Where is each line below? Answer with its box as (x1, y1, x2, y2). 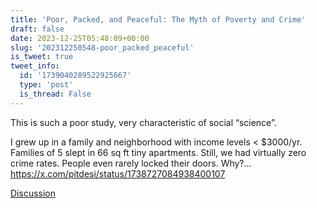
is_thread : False (19, 89, 92, 99)
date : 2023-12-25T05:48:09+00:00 (10, 33, 150, 43)
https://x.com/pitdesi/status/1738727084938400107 (10, 167, 226, 180)
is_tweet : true (10, 52, 74, 62)
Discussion (10, 187, 56, 199)
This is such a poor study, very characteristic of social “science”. (10, 116, 277, 128)
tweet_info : (10, 61, 60, 71)
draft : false (10, 24, 65, 34)
